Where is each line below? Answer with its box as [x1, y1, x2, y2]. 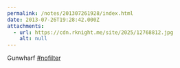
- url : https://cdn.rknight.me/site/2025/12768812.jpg [13, 29, 174, 36]
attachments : [7, 22, 45, 29]
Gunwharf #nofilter [7, 54, 61, 62]
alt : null [19, 35, 48, 42]
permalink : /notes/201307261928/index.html [7, 10, 134, 17]
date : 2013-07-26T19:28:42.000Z [7, 16, 100, 23]
